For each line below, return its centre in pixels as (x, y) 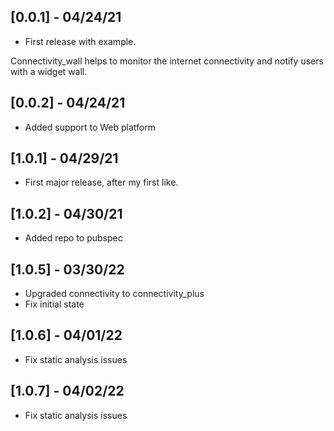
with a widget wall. (49, 71)
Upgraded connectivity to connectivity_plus (114, 294)
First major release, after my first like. (101, 182)
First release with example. (80, 41)
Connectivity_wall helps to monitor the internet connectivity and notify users (167, 61)
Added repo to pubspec (73, 238)
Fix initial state (54, 304)
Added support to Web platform (90, 127)
